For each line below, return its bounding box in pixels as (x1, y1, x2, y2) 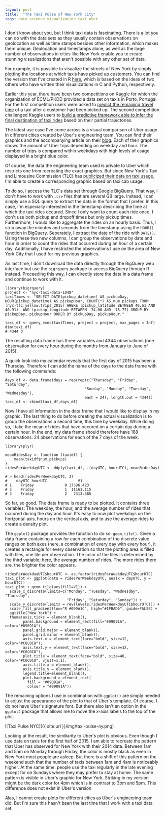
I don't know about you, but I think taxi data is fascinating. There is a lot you (5, 30, 159, 36)
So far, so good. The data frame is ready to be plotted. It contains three (5, 500, 149, 506)
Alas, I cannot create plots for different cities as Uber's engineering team (5, 795, 153, 801)
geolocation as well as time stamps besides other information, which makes (5, 41, 159, 46)
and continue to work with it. (5, 276, 63, 282)
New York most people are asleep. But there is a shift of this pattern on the (5, 754, 157, 760)
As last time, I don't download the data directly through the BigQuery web (5, 260, 154, 267)
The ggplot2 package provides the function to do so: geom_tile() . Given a (5, 530, 155, 536)
